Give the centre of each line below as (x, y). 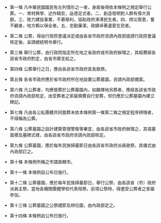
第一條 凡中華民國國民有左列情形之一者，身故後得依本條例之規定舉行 (78, 7)
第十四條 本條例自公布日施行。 (40, 216)
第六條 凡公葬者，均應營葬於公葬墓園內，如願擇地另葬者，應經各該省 (78, 90)
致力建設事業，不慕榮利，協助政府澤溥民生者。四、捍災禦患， (89, 19)
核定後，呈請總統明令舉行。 (37, 42)
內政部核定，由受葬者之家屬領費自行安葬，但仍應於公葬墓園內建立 (89, 96)
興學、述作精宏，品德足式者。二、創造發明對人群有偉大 (91, 13)
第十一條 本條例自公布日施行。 (40, 172)
